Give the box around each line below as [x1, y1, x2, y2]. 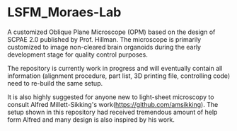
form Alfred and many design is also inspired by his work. [7, 115, 175, 124]
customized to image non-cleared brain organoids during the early [7, 42, 202, 51]
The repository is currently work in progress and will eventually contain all [7, 64, 223, 72]
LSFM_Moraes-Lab [7, 4, 122, 21]
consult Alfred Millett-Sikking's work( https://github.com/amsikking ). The [7, 100, 219, 108]
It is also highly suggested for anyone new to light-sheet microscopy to [7, 93, 214, 101]
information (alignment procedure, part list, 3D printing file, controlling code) [7, 72, 231, 80]
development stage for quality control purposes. [7, 50, 149, 59]
